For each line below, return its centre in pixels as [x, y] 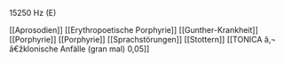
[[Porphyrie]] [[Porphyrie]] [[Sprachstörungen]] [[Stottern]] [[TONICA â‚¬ [143, 39]
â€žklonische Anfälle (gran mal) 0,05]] [79, 49]
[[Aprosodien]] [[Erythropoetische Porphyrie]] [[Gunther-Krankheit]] [134, 30]
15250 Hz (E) [33, 13]
